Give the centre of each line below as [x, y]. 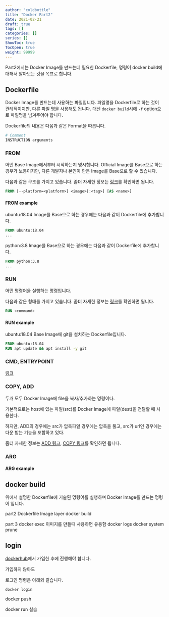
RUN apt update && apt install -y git [46, 349]
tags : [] [14, 29]
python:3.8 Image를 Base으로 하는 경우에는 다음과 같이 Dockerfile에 [74, 246]
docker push [18, 599]
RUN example [20, 322]
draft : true [18, 24]
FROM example [21, 203]
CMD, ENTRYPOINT [30, 361]
